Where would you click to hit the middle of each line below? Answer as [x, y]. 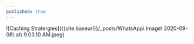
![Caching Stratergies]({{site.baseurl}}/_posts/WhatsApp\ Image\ [84, 28]
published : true [26, 11]
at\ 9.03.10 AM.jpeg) [40, 34]
